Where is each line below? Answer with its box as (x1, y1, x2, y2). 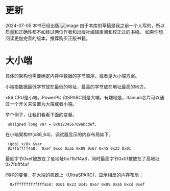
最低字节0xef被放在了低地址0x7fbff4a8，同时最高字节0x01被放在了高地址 (5, 155, 160, 161)
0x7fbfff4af (5, 161, 29, 167)
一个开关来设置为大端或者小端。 (9, 100, 77, 107)
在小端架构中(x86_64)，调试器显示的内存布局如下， (5, 131, 114, 138)
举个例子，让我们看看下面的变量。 (5, 112, 77, 118)
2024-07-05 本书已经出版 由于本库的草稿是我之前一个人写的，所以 (5, 22, 165, 29)
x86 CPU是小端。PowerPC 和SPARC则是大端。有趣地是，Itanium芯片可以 (5, 94, 160, 100)
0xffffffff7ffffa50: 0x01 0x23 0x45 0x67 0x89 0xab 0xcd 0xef (10, 182, 145, 187)
